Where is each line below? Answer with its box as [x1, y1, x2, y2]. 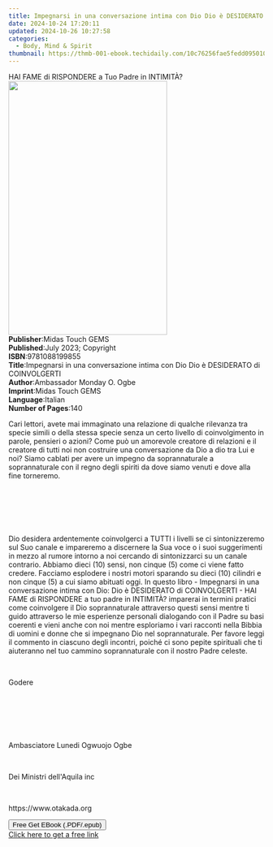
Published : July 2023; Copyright [8, 343, 116, 352]
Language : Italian [8, 395, 66, 404]
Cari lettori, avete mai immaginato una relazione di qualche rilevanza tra [8, 419, 248, 429]
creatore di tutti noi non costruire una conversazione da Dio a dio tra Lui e [8, 445, 255, 455]
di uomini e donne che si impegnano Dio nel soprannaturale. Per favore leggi [8, 629, 265, 638]
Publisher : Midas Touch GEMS [8, 335, 110, 344]
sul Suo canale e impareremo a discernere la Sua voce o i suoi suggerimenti [8, 542, 262, 552]
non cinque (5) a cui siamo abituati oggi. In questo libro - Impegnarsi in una [8, 577, 260, 586]
